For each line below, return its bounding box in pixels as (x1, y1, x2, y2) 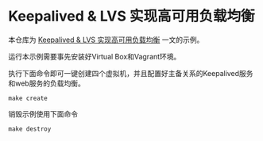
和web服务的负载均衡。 (8, 78, 85, 88)
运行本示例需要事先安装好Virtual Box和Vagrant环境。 (8, 51, 181, 61)
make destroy (8, 124, 52, 133)
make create (8, 94, 48, 102)
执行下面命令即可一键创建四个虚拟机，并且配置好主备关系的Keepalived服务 (8, 68, 253, 78)
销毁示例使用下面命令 (8, 109, 78, 119)
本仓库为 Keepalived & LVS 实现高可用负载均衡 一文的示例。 (8, 35, 204, 44)
